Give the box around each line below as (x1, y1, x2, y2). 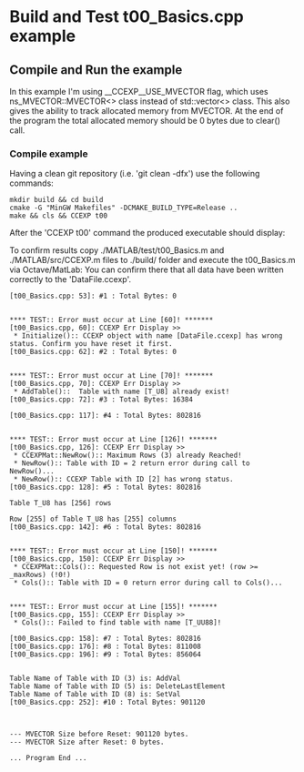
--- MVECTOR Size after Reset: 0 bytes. (9, 737, 166, 747)
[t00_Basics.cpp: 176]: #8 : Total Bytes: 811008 (9, 642, 202, 652)
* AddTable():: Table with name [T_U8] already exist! (13, 387, 230, 397)
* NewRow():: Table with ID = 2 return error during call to (13, 459, 250, 468)
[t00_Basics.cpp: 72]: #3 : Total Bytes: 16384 (9, 395, 194, 404)
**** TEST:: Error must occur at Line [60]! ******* (9, 316, 214, 325)
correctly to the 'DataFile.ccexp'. (9, 274, 132, 285)
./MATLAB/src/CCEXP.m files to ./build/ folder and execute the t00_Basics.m (9, 255, 296, 266)
